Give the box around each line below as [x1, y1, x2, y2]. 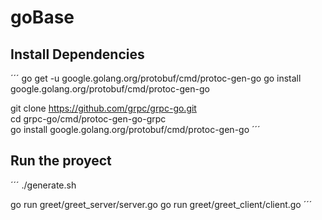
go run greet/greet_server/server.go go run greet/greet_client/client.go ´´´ [10, 198, 313, 210]
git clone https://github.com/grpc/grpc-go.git [10, 102, 197, 114]
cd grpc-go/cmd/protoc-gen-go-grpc [10, 113, 167, 125]
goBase [10, 6, 75, 29]
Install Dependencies [10, 46, 145, 63]
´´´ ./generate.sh [10, 179, 77, 191]
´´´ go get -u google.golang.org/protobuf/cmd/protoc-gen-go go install [10, 72, 302, 84]
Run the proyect [10, 152, 112, 170]
